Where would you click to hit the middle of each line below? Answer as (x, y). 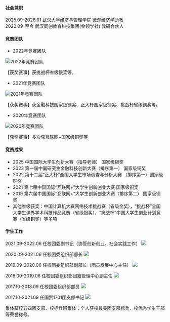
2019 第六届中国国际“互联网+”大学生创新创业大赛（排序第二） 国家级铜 (87, 193)
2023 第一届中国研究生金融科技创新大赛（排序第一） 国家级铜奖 (79, 168)
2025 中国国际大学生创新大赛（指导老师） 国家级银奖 (68, 162)
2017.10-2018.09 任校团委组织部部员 (42, 287)
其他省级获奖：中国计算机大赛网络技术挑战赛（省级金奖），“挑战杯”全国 (87, 206)
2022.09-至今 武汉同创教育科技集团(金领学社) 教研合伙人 (65, 26)
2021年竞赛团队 (29, 83)
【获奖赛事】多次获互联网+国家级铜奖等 (47, 137)
